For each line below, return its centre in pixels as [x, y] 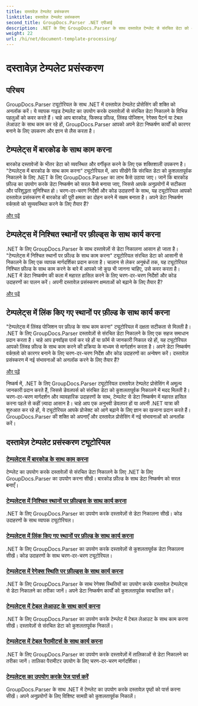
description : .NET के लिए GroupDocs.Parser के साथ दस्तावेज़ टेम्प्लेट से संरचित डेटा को [98, 28]
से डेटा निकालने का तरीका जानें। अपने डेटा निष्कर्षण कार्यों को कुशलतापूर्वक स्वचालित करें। [90, 591]
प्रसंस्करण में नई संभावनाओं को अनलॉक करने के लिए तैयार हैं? [63, 360]
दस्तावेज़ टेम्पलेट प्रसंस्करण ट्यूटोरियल [58, 442]
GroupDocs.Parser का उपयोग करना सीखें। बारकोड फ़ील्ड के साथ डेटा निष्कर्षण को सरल [93, 479]
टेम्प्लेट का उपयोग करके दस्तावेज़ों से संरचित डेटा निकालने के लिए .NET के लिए [80, 472]
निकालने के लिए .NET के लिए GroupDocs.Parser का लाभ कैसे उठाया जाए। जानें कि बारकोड [97, 177]
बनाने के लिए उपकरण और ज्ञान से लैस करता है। [51, 131]
